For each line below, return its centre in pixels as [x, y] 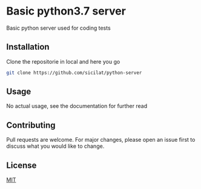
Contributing [31, 125]
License [21, 165]
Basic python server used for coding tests [58, 28]
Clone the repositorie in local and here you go [63, 61]
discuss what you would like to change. [55, 146]
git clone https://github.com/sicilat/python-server [74, 73]
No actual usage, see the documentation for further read [77, 106]
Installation [28, 47]
